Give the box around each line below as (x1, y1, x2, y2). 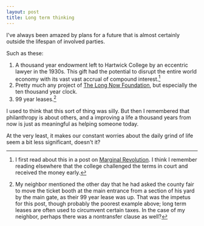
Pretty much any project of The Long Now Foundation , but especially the (15, 81, 197, 89)
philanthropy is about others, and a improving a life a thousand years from (6, 114, 191, 121)
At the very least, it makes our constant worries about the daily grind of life (6, 132, 193, 139)
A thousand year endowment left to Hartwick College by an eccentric (15, 61, 188, 69)
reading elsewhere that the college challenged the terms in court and (15, 162, 188, 169)
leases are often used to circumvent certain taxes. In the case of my (15, 206, 185, 213)
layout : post (6, 9, 39, 15)
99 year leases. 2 (15, 95, 56, 103)
